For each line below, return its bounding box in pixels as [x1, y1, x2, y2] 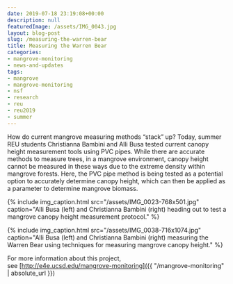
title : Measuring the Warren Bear [7, 42, 108, 49]
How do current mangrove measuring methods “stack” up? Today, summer [7, 133, 222, 141]
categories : [7, 49, 42, 56]
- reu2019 [7, 107, 36, 114]
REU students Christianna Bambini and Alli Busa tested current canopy [7, 140, 209, 148]
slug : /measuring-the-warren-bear [7, 36, 108, 43]
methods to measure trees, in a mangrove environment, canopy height [7, 154, 209, 163]
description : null [7, 17, 61, 24]
